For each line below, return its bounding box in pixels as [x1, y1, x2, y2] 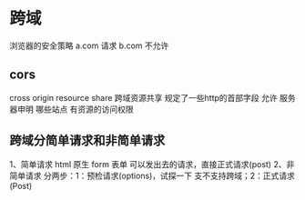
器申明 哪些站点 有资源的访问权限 [9, 104, 134, 115]
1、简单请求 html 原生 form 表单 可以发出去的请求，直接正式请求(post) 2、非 [9, 158, 295, 169]
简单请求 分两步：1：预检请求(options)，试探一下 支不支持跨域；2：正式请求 [9, 170, 296, 181]
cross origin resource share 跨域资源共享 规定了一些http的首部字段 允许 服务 [9, 92, 296, 103]
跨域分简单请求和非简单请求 [9, 133, 166, 148]
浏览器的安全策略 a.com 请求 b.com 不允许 [9, 40, 169, 51]
